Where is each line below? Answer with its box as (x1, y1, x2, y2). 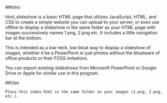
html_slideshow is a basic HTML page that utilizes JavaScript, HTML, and (5, 14, 157, 19)
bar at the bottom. (5, 35, 43, 41)
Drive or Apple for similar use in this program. (5, 70, 99, 76)
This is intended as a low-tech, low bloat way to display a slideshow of (5, 45, 151, 50)
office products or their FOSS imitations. (5, 55, 89, 61)
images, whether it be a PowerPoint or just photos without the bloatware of (5, 50, 160, 56)
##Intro (5, 4, 21, 10)
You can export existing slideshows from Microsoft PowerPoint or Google (5, 65, 156, 71)
